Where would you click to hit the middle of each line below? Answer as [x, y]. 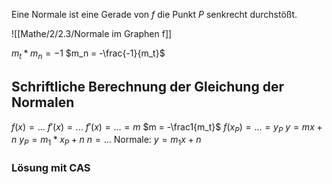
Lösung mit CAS [51, 168]
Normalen [43, 102]
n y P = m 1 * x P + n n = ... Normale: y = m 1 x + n [106, 141]
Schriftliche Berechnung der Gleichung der [147, 87]
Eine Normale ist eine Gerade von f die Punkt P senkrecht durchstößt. [154, 14]
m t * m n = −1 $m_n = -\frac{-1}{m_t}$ [88, 54]
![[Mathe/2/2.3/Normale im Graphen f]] [92, 33]
